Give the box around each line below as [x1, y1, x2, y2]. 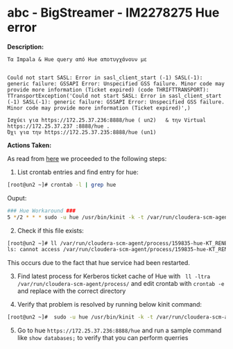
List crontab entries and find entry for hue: [17, 168, 139, 176]
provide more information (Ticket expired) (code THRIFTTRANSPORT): [7, 86, 209, 93]
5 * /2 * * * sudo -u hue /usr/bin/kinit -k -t [7, 214, 144, 221]
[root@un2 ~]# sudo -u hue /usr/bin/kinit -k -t [7, 314, 154, 321]
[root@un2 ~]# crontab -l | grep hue [7, 181, 116, 188]
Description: [7, 42, 44, 51]
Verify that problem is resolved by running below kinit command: [17, 300, 202, 309]
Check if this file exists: [17, 226, 85, 235]
